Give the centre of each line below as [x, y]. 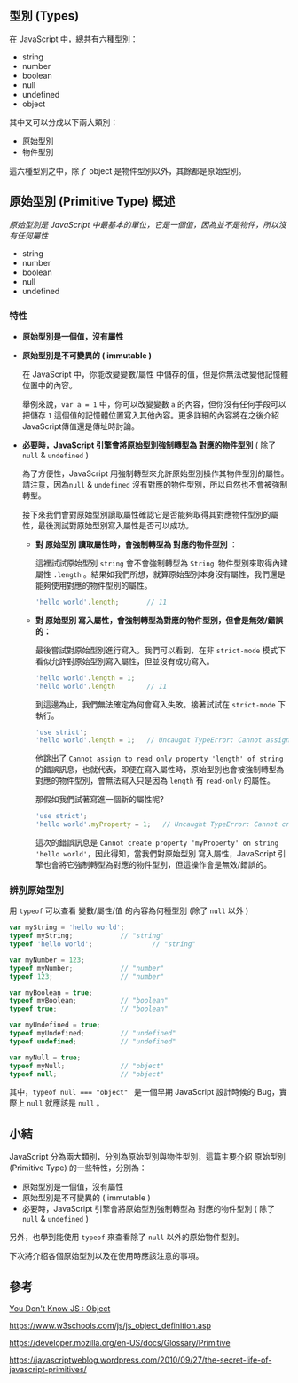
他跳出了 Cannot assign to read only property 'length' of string [159, 758]
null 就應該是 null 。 [65, 1103]
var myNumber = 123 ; [47, 960]
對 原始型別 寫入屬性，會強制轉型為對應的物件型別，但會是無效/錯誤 [159, 620]
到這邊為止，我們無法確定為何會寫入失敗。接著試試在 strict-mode [156, 704]
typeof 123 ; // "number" [87, 977]
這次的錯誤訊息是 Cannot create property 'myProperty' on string [157, 843]
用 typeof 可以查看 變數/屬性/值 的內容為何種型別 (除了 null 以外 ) [129, 910]
